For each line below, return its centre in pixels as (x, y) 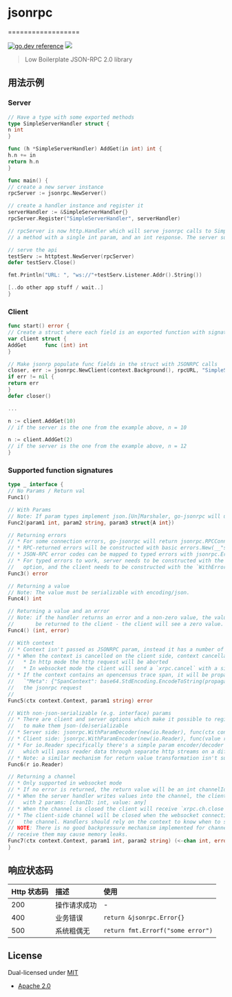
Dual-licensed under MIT (43, 972)
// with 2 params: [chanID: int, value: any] (77, 802)
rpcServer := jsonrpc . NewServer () (57, 193)
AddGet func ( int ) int (48, 345)
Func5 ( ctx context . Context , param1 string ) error (81, 701)
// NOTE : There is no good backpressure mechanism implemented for (107, 828)
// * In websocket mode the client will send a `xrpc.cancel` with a (113, 669)
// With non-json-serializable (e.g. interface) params (89, 713)
